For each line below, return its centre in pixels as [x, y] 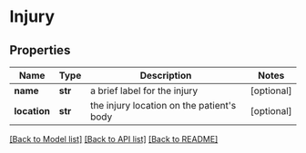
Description [166, 76]
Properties [40, 50]
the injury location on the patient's [163, 105]
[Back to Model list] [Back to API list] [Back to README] [114, 139]
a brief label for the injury [144, 91]
